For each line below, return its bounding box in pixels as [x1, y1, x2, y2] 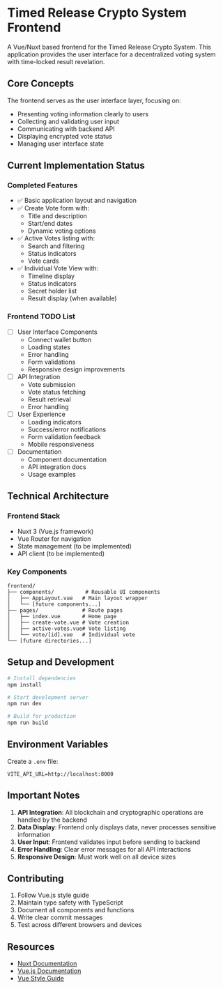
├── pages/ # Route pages [7, 606, 123, 614]
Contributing [7, 873, 64, 884]
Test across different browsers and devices [17, 921, 142, 929]
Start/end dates [27, 220, 73, 228]
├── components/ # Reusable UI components [7, 588, 160, 595]
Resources [7, 941, 55, 953]
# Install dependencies [7, 675, 77, 682]
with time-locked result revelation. [7, 57, 105, 66]
